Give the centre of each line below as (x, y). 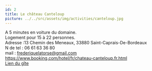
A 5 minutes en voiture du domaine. (41, 33)
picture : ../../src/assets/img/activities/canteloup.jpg (64, 18)
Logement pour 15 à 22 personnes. (40, 37)
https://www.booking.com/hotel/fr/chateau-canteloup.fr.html (66, 58)
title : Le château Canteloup (35, 14)
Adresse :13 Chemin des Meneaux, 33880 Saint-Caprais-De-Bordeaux (76, 43)
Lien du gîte (17, 63)
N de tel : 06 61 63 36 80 (30, 48)
